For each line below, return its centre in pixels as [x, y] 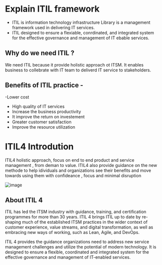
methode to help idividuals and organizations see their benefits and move [78, 170]
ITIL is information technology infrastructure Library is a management [81, 22]
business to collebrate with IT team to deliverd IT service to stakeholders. [78, 70]
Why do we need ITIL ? [40, 53]
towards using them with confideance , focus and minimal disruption [73, 175]
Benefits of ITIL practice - [44, 85]
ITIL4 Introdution [39, 146]
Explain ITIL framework [52, 9]
